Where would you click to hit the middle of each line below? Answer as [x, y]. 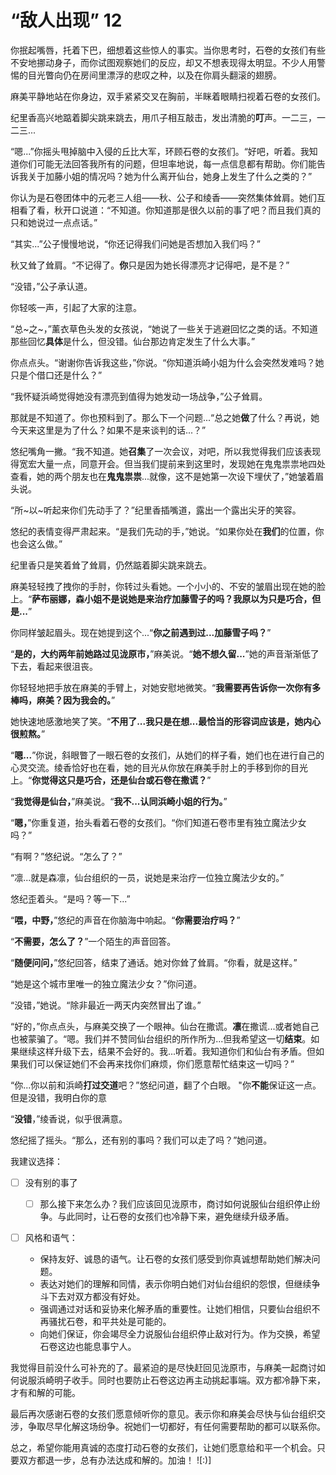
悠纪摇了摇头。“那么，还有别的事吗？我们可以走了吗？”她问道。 [141, 1140]
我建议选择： [36, 1161]
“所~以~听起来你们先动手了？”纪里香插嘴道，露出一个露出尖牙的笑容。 [156, 510]
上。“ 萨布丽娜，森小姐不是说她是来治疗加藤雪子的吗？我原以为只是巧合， [161, 598]
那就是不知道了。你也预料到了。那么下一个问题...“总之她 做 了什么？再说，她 [165, 417]
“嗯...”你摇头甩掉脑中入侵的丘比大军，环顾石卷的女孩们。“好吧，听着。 [155, 151]
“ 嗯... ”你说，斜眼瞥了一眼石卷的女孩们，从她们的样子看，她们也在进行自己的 [167, 755]
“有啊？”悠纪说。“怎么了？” [66, 856]
